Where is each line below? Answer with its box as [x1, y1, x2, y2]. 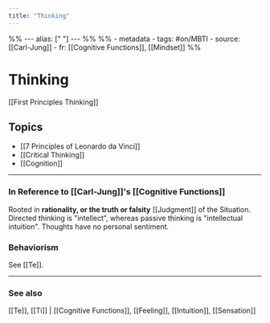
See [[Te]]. [8, 260, 44, 269]
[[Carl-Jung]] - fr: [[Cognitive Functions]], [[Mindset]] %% [8, 42, 202, 52]
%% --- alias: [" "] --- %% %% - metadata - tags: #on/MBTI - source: [8, 34, 240, 43]
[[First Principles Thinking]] [8, 97, 99, 107]
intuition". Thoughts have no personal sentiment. [8, 222, 170, 231]
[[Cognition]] [19, 158, 63, 169]
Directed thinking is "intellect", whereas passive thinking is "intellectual [8, 213, 243, 223]
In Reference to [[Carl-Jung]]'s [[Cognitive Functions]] [8, 186, 226, 198]
